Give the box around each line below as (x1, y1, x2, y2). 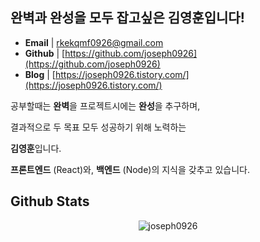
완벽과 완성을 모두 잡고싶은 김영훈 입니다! (10, 9, 245, 27)
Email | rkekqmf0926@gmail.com (24, 36, 164, 48)
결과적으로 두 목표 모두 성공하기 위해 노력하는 (10, 121, 187, 133)
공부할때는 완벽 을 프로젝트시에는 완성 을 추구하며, (10, 99, 201, 112)
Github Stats (10, 193, 90, 210)
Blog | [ (24, 68, 56, 80)
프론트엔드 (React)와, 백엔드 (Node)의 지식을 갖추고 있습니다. (10, 163, 250, 175)
